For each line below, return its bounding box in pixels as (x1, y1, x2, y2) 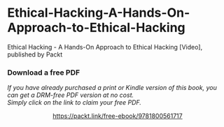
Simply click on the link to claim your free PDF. (7, 98, 142, 107)
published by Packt (7, 50, 63, 59)
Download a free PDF (7, 68, 80, 77)
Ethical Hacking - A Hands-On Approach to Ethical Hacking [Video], (7, 43, 203, 51)
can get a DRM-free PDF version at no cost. (7, 91, 134, 99)
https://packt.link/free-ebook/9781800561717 (52, 112, 183, 120)
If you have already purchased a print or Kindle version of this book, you (7, 84, 217, 92)
